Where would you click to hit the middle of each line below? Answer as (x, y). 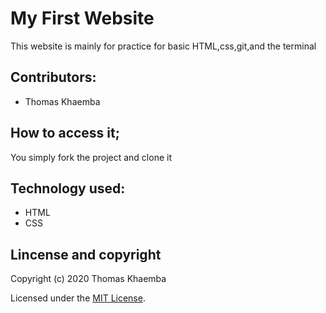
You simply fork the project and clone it (91, 157)
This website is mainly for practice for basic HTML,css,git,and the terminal (163, 46)
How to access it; (65, 133)
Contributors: (53, 77)
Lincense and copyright (86, 254)
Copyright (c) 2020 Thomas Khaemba (88, 279)
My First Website (82, 18)
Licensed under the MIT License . (78, 298)
